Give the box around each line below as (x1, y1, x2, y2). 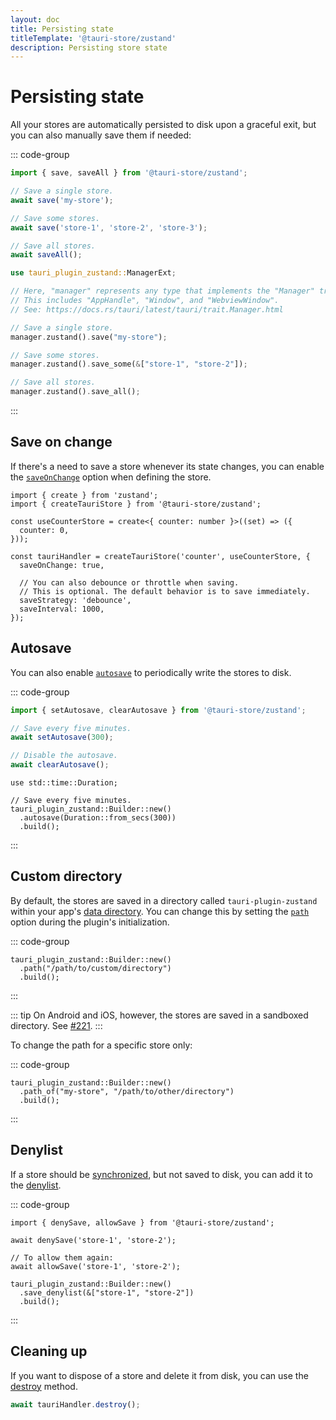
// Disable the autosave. (10, 751, 118, 761)
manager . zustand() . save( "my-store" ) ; (10, 332, 168, 342)
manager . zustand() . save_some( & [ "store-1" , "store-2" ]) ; (10, 359, 248, 370)
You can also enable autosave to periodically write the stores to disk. (10, 666, 292, 678)
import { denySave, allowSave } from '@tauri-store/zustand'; (10, 1217, 275, 1228)
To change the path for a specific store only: (10, 1039, 193, 1051)
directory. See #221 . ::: (10, 1019, 103, 1031)
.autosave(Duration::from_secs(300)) (19, 813, 177, 823)
